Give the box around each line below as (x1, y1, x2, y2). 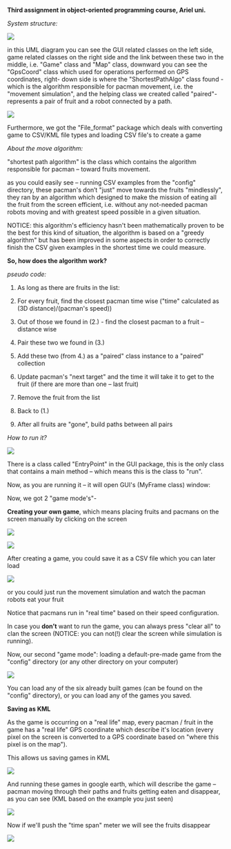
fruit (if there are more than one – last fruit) (17, 380, 139, 388)
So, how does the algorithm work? (7, 257, 108, 265)
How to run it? (7, 434, 47, 441)
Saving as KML (7, 705, 51, 713)
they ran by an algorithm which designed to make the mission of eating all (7, 193, 217, 201)
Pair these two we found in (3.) (17, 338, 105, 347)
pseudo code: (7, 270, 47, 278)
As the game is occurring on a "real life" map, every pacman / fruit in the (7, 718, 214, 726)
